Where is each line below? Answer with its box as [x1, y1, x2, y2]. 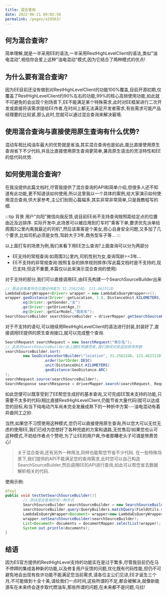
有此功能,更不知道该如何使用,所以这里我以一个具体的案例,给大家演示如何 [9, 190, 158, 197]
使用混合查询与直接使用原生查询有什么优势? [5, 127, 140, 136]
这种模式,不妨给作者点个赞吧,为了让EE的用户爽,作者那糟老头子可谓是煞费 [5, 432, 154, 438]
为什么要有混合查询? [5, 73, 68, 81]
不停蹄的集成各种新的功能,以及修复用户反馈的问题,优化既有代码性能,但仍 [5, 566, 153, 572]
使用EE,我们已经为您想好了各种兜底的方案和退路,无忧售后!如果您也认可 [13, 426, 158, 432]
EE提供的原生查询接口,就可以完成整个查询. [18, 329, 104, 336]
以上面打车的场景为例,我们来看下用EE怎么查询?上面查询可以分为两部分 [5, 242, 149, 249]
